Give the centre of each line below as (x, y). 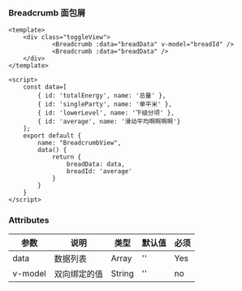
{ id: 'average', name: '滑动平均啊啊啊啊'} (109, 122)
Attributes (29, 220)
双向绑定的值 (78, 274)
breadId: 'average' (99, 172)
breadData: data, (96, 164)
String (122, 273)
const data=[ (45, 87)
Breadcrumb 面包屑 (47, 12)
